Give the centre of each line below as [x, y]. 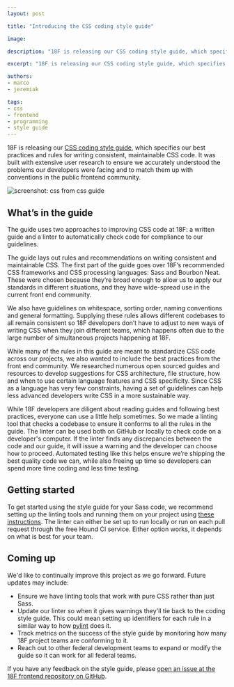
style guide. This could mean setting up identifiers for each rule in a [114, 618]
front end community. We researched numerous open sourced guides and [114, 365]
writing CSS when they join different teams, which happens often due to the [116, 330]
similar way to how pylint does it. [64, 625]
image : [17, 39]
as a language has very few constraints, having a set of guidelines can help [115, 388]
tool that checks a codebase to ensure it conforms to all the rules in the [109, 424]
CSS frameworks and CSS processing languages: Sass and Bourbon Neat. [114, 272]
